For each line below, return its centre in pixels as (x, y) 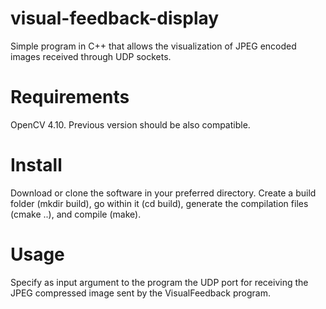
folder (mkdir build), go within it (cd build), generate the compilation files (159, 203)
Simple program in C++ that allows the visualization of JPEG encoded (153, 46)
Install (36, 165)
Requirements (70, 97)
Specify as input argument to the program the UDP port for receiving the (159, 282)
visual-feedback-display (115, 18)
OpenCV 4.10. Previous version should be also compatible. (130, 124)
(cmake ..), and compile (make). (76, 214)
